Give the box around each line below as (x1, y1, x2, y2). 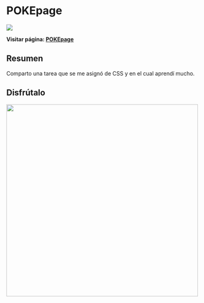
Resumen (6, 53, 43, 64)
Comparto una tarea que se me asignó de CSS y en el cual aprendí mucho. (6, 69, 195, 77)
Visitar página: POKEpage (6, 35, 74, 43)
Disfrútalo (6, 87, 46, 98)
